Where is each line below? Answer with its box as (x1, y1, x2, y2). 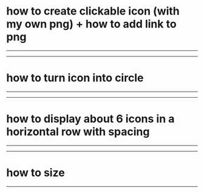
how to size (6, 166, 65, 180)
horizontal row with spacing (6, 125, 150, 139)
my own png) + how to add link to (6, 17, 177, 31)
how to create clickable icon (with (6, 4, 180, 18)
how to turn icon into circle (6, 71, 144, 85)
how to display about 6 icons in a (6, 112, 175, 126)
